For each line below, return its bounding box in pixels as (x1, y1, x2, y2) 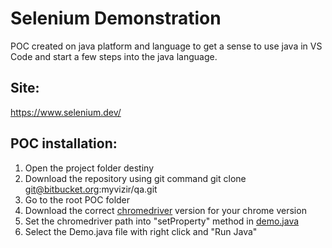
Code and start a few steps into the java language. (10, 50, 218, 62)
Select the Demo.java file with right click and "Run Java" (24, 225, 258, 237)
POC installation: (10, 135, 118, 152)
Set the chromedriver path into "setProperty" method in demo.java (24, 215, 300, 227)
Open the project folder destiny (24, 162, 155, 174)
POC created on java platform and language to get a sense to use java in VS (10, 40, 323, 52)
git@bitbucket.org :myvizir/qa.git (24, 183, 158, 195)
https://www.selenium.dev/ (10, 106, 122, 118)
